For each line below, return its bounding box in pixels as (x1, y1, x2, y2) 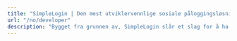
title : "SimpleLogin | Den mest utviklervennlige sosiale (7, 10, 181, 17)
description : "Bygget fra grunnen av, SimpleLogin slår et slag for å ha (7, 23, 229, 30)
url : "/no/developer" (7, 17, 71, 24)
